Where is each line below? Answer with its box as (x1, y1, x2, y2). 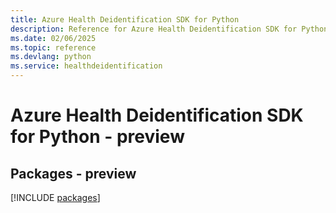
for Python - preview (10, 126, 185, 148)
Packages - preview (10, 165, 137, 182)
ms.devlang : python (10, 52, 92, 62)
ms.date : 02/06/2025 (10, 33, 97, 43)
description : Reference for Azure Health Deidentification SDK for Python (10, 24, 329, 34)
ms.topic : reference (10, 42, 97, 53)
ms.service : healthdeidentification (10, 61, 163, 71)
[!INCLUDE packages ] (10, 192, 101, 203)
